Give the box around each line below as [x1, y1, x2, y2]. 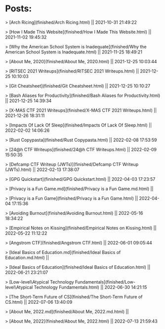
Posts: [5, 3, 32, 14]
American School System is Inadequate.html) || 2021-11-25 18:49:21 [5, 49, 142, 55]
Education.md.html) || [5, 254, 49, 260]
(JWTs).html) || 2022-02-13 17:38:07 [5, 166, 80, 172]
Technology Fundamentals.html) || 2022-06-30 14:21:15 [34, 284, 147, 290]
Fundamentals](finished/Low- [75, 279, 136, 285]
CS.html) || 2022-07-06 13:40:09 [5, 299, 73, 305]
